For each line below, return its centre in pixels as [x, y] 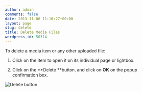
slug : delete [18, 28]
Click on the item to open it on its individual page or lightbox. [73, 60]
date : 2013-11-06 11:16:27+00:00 [39, 19]
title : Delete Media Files [33, 32]
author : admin [20, 10]
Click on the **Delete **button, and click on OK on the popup [75, 69]
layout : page [18, 23]
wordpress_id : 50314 [26, 37]
